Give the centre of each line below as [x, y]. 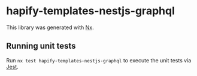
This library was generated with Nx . [50, 27]
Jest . [13, 66]
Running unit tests [41, 46]
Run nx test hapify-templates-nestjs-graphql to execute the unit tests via [99, 60]
